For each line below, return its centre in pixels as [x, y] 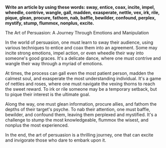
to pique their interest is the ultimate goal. [48, 94]
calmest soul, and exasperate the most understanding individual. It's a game [83, 78]
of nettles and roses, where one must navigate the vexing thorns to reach [80, 84]
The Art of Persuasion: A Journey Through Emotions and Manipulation [77, 33]
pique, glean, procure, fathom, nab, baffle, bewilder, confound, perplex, [81, 18]
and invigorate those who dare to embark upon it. [56, 140]
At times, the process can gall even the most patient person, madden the [80, 73]
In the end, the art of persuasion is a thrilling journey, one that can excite [79, 135]
